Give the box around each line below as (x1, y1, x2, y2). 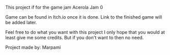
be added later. (5, 20, 37, 25)
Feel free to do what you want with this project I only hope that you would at (5, 29, 165, 35)
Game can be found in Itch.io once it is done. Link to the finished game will (5, 14, 162, 20)
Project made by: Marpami (5, 44, 61, 50)
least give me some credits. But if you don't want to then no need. (5, 35, 144, 40)
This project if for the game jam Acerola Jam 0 (5, 5, 103, 10)
